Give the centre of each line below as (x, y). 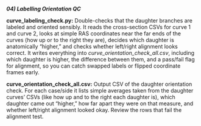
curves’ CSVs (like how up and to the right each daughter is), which (91, 97)
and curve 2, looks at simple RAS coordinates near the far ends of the (94, 33)
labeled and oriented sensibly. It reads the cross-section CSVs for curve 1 (98, 27)
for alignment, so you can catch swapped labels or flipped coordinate (93, 66)
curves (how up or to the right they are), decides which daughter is (90, 40)
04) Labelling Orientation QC (44, 9)
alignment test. (25, 116)
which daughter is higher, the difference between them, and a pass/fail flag (100, 59)
